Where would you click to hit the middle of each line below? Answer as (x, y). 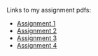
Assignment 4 (37, 45)
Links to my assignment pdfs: (49, 10)
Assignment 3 (37, 38)
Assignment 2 (37, 31)
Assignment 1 (36, 23)
